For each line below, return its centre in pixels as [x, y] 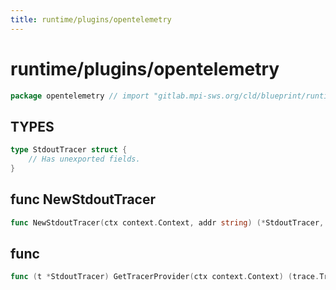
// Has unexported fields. [84, 159]
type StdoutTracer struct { [69, 150]
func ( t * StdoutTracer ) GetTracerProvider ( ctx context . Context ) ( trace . [165, 277]
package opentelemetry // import [80, 96]
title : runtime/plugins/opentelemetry [91, 19]
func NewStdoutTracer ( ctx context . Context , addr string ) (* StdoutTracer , [167, 222]
